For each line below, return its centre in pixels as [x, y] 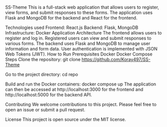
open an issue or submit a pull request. [45, 110]
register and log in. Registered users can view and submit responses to [78, 38]
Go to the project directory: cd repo [42, 74]
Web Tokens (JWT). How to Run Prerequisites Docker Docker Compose [79, 54]
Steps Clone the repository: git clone [43, 59]
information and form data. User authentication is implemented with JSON [81, 49]
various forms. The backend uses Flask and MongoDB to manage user [78, 43]
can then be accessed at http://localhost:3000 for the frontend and [74, 89]
